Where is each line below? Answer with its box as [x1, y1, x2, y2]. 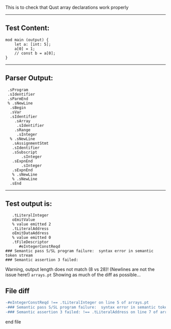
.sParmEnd [7, 96, 28, 101]
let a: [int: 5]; [14, 42, 51, 47]
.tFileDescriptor [12, 239, 49, 245]
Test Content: [5, 24, 50, 33]
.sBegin [10, 105, 26, 110]
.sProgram [7, 87, 28, 92]
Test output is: [5, 200, 52, 208]
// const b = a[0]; [14, 50, 56, 56]
